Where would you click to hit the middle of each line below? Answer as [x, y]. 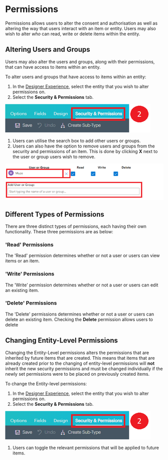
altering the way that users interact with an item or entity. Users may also [81, 28]
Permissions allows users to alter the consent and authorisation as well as [81, 23]
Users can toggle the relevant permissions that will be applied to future [86, 447]
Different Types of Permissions [55, 214]
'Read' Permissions [29, 244]
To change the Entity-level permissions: [46, 384]
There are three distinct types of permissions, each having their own [76, 226]
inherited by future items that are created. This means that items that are [80, 358]
